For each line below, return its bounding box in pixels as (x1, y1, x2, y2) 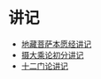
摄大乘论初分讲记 (20, 49, 84, 60)
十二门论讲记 (20, 61, 68, 71)
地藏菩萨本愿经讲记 (20, 39, 92, 49)
